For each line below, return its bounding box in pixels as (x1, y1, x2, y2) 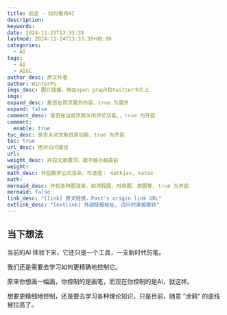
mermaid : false (7, 189, 51, 196)
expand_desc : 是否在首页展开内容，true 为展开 (7, 100, 129, 106)
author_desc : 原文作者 (7, 73, 68, 81)
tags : (7, 55, 23, 62)
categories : (7, 42, 41, 49)
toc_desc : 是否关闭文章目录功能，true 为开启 (7, 131, 125, 138)
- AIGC (13, 67, 32, 74)
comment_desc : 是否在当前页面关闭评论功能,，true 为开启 (7, 112, 156, 119)
